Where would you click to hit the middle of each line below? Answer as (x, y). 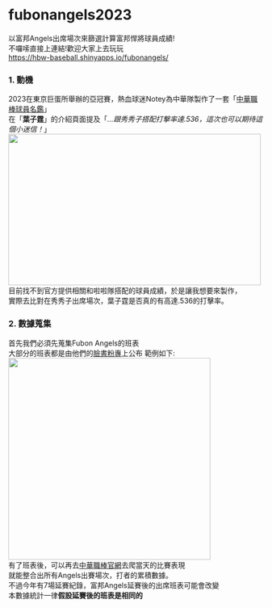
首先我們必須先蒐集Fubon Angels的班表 (74, 343)
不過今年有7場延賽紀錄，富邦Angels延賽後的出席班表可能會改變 (114, 585)
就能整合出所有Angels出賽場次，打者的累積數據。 (91, 575)
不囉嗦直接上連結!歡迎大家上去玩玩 (66, 48)
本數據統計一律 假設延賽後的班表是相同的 (75, 595)
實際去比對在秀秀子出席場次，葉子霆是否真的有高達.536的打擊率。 (118, 301)
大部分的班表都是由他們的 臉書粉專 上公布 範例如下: (92, 353)
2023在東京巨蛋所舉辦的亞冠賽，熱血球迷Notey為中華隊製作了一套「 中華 (130, 99)
